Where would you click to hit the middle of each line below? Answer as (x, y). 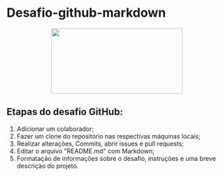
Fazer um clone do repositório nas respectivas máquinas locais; (108, 136)
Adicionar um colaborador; (55, 129)
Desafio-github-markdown (86, 13)
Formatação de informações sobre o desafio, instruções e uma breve (116, 158)
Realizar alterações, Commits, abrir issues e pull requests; (100, 144)
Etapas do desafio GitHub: (65, 112)
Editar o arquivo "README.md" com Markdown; (86, 151)
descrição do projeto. (48, 166)
